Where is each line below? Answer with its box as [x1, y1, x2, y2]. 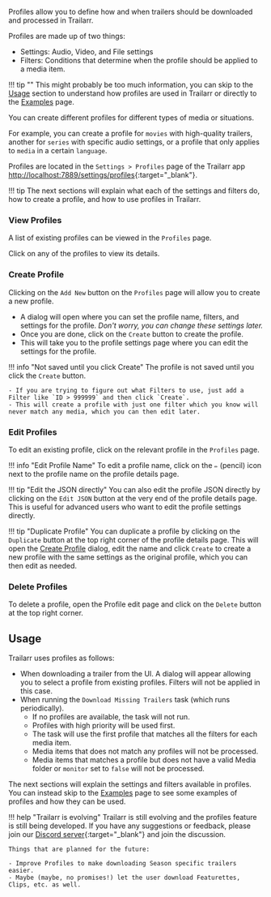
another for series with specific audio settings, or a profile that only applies [8, 137, 260, 147]
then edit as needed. [8, 560, 77, 570]
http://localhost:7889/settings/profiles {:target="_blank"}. [8, 170, 198, 179]
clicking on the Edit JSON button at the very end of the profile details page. [8, 493, 257, 503]
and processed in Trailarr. [8, 15, 94, 25]
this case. [19, 686, 53, 696]
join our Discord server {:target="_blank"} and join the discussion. [8, 830, 227, 839]
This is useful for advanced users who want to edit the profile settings [8, 502, 242, 512]
